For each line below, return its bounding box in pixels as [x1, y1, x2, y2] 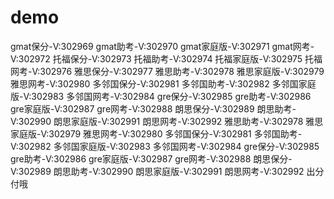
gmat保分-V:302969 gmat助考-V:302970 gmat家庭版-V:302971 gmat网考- [10, 40, 315, 52]
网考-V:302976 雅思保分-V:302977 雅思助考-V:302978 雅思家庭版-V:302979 [10, 65, 325, 77]
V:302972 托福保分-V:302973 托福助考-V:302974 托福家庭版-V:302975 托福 [10, 52, 323, 65]
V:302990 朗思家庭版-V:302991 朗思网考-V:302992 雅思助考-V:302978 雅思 [10, 115, 324, 127]
